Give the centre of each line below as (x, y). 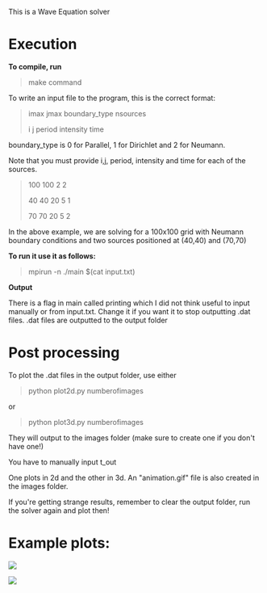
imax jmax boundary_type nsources (87, 113)
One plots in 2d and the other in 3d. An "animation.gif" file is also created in (134, 477)
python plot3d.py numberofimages (86, 422)
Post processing (64, 353)
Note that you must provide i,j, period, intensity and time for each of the (127, 160)
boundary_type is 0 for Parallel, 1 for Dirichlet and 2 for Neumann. (117, 145)
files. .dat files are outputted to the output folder (88, 320)
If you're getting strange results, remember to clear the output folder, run (129, 502)
